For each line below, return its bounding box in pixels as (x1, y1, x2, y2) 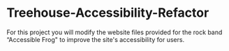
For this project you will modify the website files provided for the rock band (6, 28, 223, 36)
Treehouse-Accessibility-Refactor (6, 5, 209, 21)
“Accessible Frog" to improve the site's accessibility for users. (6, 35, 185, 43)
